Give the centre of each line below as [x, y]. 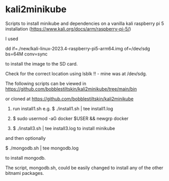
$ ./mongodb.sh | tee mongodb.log [42, 148]
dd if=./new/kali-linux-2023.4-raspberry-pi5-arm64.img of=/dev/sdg [78, 48]
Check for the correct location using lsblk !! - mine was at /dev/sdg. [76, 73]
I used [12, 39]
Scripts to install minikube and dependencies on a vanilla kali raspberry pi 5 [85, 23]
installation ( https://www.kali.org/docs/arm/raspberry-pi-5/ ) [68, 28]
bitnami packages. [25, 173]
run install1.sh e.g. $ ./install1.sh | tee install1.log [63, 108]
